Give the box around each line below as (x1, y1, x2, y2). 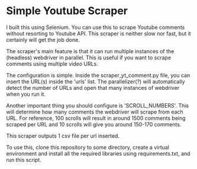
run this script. (6, 156, 41, 163)
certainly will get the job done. (6, 36, 80, 43)
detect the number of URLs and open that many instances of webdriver (6, 84, 180, 91)
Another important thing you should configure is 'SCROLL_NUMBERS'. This (6, 102, 189, 109)
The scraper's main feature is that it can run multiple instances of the (6, 47, 175, 54)
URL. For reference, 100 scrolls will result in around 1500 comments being (6, 114, 186, 122)
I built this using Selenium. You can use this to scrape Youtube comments (6, 24, 185, 31)
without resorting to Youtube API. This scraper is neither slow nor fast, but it (6, 30, 191, 37)
